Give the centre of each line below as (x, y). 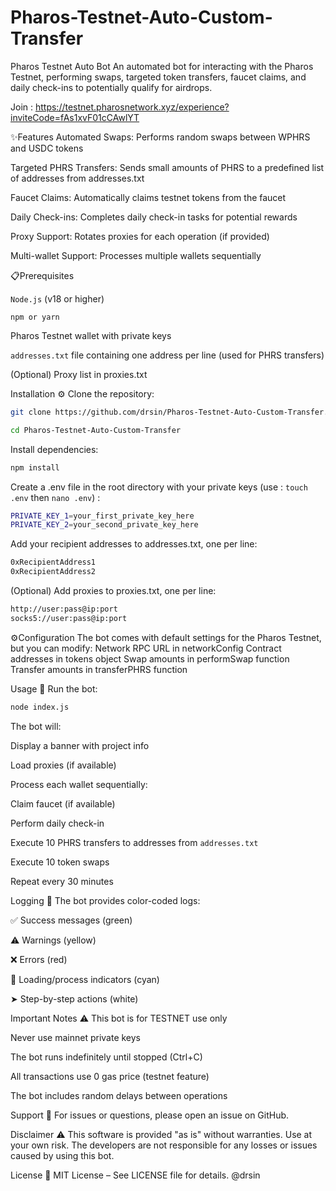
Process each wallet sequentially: (79, 784)
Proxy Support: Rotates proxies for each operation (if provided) (140, 236)
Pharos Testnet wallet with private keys (91, 335)
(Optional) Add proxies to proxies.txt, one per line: (113, 591)
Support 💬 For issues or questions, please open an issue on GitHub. (150, 1115)
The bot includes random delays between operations (119, 1095)
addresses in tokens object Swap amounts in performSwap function (150, 658)
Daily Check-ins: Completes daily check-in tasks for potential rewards (154, 217)
